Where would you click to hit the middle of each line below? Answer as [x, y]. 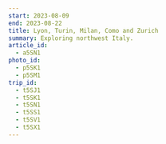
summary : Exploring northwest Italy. [71, 38]
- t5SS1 [28, 113]
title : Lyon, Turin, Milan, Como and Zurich [83, 30]
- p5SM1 [28, 75]
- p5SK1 [28, 68]
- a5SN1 [28, 53]
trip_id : [23, 82]
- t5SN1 [28, 105]
